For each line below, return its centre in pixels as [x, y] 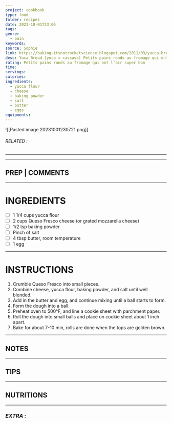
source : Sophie [21, 48]
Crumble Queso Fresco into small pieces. [56, 284]
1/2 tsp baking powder [36, 227]
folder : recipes [23, 19]
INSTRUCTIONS [40, 270]
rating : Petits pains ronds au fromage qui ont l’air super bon [75, 63]
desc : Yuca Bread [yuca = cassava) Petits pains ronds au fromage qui [82, 58]
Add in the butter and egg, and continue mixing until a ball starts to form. [89, 300]
